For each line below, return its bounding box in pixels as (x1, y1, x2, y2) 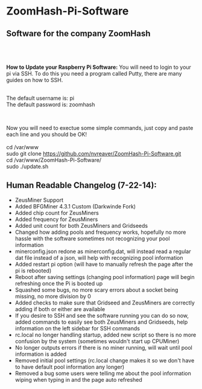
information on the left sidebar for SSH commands (14, 324, 140, 332)
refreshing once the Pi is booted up (14, 280, 103, 287)
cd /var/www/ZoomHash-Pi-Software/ (6, 156, 101, 164)
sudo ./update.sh (6, 163, 49, 170)
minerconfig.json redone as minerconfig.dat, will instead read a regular (14, 248, 191, 255)
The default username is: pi (6, 95, 74, 101)
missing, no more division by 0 (14, 292, 92, 300)
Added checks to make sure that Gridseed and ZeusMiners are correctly (14, 299, 195, 306)
